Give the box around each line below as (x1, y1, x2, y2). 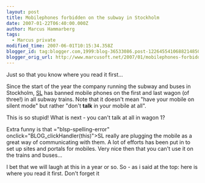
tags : (6, 32, 20, 38)
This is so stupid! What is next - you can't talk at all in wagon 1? (6, 114, 165, 121)
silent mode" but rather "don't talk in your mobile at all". (6, 102, 146, 109)
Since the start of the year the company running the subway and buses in (6, 83, 191, 90)
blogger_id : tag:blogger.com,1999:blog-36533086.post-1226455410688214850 (6, 49, 201, 55)
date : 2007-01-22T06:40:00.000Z (6, 20, 88, 26)
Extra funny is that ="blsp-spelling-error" (6, 125, 110, 133)
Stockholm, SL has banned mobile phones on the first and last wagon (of (6, 89, 190, 96)
